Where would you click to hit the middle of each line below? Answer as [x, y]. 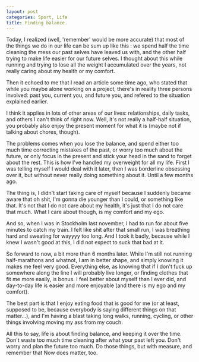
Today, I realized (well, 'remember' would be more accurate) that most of [95, 40]
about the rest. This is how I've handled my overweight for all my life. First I [98, 163]
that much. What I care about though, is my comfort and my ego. [85, 212]
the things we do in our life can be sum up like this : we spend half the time [98, 46]
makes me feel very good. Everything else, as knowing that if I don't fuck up [99, 267]
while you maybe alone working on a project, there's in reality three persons [99, 89]
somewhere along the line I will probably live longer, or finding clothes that [97, 273]
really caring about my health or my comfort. [61, 71]
